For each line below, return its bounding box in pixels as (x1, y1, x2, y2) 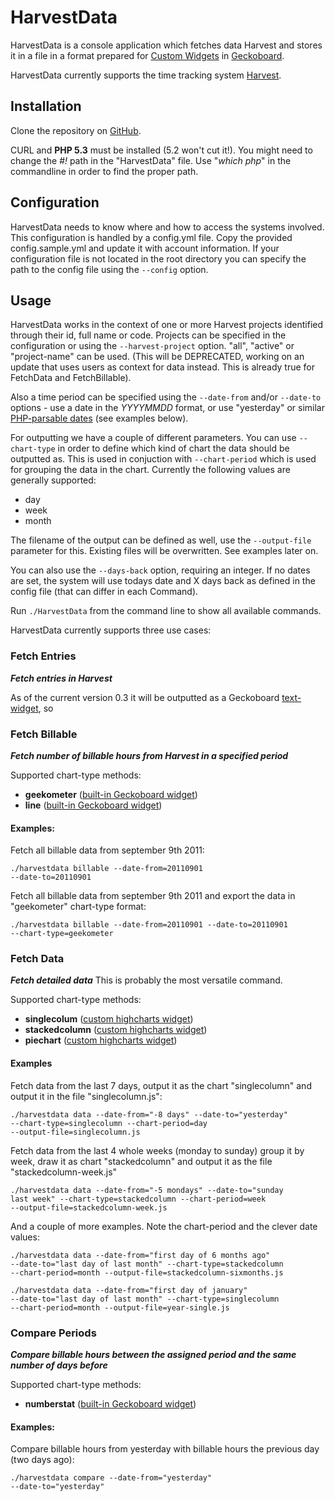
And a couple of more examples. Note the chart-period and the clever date (10, 1220, 318, 1232)
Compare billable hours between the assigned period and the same (10, 1348, 297, 1360)
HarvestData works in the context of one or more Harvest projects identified (10, 319, 324, 331)
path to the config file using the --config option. (10, 263, 209, 275)
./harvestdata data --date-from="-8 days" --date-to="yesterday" (10, 1109, 288, 1120)
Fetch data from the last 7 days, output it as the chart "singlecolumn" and (10, 1079, 312, 1091)
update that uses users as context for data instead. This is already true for (10, 361, 315, 373)
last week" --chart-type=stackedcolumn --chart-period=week (10, 1194, 267, 1204)
